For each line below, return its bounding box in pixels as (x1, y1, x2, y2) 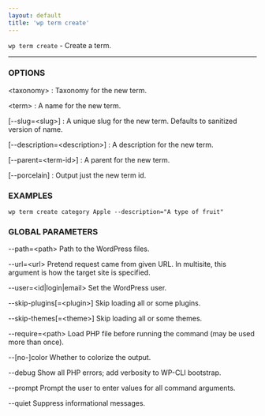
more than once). (8, 337, 65, 347)
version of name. (8, 124, 63, 134)
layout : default (8, 11, 62, 20)
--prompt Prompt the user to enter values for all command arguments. (8, 384, 236, 393)
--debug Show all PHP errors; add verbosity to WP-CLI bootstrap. (8, 368, 222, 377)
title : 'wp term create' (8, 19, 90, 27)
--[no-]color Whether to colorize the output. (8, 353, 151, 362)
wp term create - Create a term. (8, 40, 112, 50)
